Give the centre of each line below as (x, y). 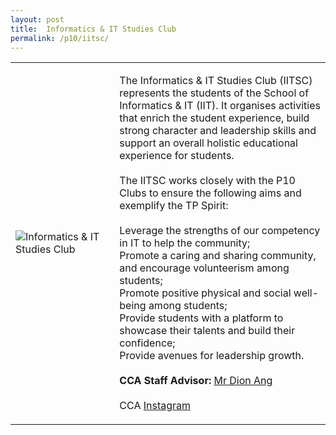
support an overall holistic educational (208, 143)
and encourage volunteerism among (204, 268)
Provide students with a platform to (201, 318)
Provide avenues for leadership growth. (212, 356)
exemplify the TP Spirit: (174, 206)
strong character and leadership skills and (218, 131)
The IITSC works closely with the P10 (207, 181)
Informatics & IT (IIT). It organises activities (220, 106)
